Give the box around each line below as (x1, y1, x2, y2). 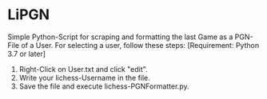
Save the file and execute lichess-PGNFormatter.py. (18, 81, 189, 91)
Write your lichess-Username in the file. (18, 73, 151, 82)
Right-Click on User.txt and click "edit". (18, 64, 148, 73)
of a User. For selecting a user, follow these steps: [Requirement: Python (21, 40, 260, 49)
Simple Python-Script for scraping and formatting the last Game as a (7, 32, 233, 42)
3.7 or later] (7, 49, 46, 58)
